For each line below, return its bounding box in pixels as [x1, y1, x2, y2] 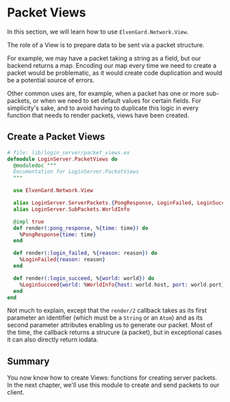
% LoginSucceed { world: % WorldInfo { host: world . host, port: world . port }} [19, 281, 228, 288]
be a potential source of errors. [7, 75, 94, 84]
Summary [7, 355, 50, 367]
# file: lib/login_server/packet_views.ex [7, 149, 130, 156]
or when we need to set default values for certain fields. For [32, 96, 202, 104]
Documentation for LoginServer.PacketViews [13, 168, 139, 176]
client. [7, 388, 25, 397]
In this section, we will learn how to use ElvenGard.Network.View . [7, 27, 189, 36]
